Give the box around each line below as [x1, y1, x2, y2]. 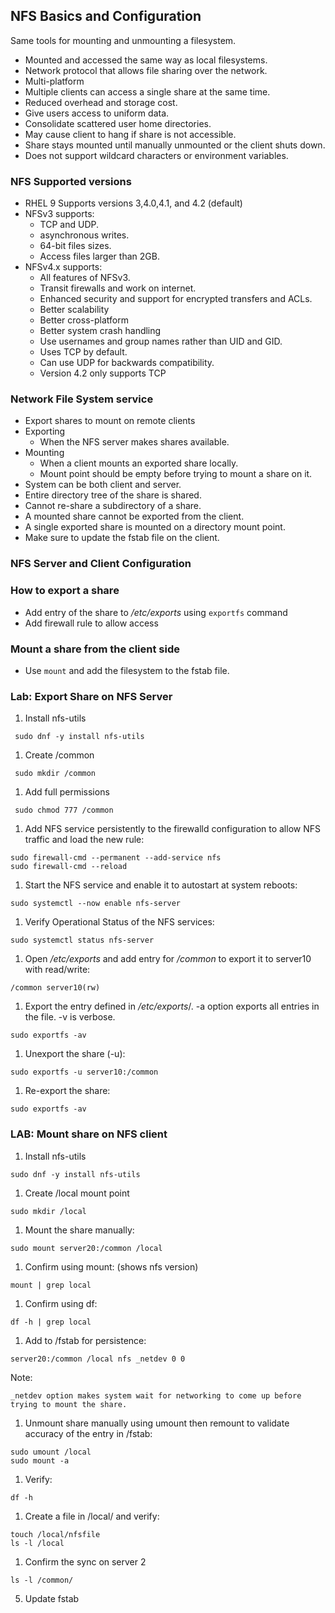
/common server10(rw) [10, 983, 101, 993]
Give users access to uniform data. [24, 107, 170, 119]
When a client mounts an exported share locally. [39, 457, 239, 469]
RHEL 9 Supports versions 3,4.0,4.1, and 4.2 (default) [24, 197, 243, 209]
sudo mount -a [10, 1455, 70, 1466]
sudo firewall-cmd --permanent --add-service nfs [10, 853, 222, 863]
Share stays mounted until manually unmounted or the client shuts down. [24, 139, 326, 151]
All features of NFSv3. [39, 272, 131, 284]
